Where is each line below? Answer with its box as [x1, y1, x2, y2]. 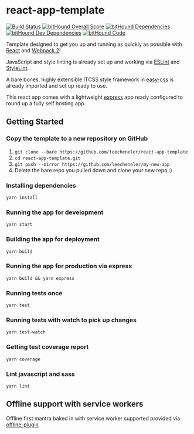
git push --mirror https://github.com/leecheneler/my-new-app [14, 161, 170, 168]
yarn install [6, 195, 38, 201]
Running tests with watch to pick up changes [6, 316, 137, 324]
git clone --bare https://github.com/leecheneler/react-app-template [14, 149, 189, 155]
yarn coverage [6, 356, 41, 362]
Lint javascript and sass [6, 370, 75, 378]
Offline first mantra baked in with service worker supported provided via [6, 415, 181, 422]
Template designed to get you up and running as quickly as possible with [6, 41, 183, 48]
